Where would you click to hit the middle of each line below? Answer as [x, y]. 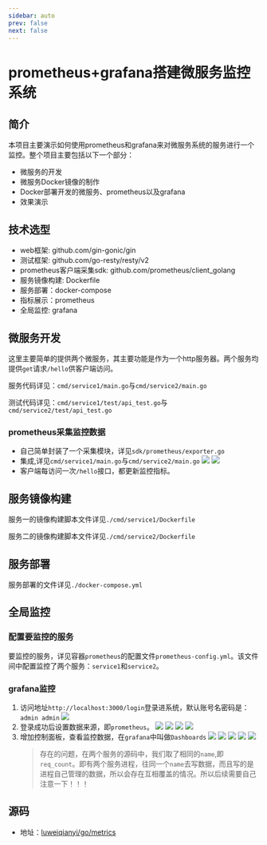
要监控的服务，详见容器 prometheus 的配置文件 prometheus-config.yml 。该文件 [133, 656]
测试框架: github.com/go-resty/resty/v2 [84, 260]
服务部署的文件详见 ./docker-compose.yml [76, 585]
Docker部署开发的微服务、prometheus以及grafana [102, 192]
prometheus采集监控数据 [57, 432]
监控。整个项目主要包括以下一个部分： [71, 155]
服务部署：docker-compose [65, 290]
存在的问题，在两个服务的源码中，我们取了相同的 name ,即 [132, 754]
